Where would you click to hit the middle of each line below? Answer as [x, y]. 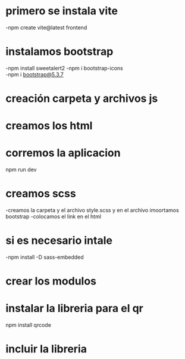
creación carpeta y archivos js [82, 99]
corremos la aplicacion [63, 153]
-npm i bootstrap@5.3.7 [35, 74]
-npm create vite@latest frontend [46, 27]
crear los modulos [51, 281]
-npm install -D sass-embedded [45, 257]
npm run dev [21, 170]
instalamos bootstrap [59, 52]
